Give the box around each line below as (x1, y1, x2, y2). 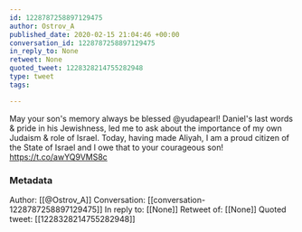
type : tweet (9, 72, 54, 81)
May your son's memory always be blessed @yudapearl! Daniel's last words (9, 113, 294, 124)
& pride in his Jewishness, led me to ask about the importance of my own (9, 123, 283, 134)
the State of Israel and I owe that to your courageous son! (9, 142, 224, 153)
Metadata (9, 173, 52, 186)
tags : (9, 80, 30, 89)
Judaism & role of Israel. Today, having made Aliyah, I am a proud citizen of (9, 132, 289, 143)
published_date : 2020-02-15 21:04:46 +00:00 (9, 30, 180, 39)
